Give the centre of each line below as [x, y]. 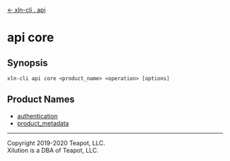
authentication [37, 116]
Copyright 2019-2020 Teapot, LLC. [56, 143]
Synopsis [27, 63]
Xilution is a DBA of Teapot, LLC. [53, 150]
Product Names [41, 100]
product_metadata [43, 123]
